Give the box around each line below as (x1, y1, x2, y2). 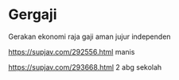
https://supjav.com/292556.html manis (8, 47, 135, 56)
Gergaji (8, 6, 57, 24)
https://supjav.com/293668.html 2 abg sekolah (8, 62, 162, 72)
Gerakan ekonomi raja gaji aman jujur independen (8, 32, 171, 41)
